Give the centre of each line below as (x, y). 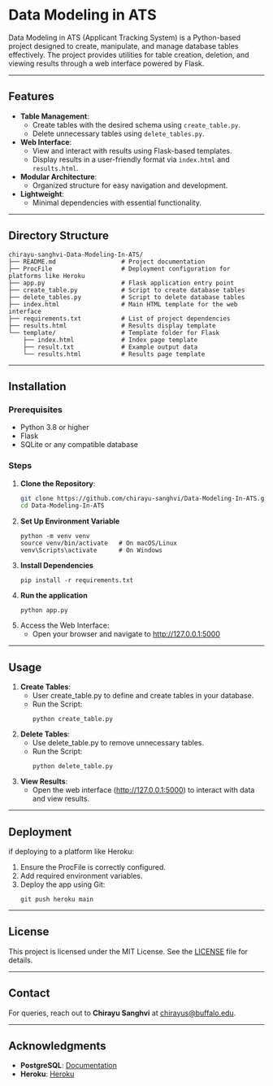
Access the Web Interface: (65, 626)
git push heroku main (56, 899)
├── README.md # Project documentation (107, 262)
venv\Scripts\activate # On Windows (91, 550)
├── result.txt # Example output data (110, 347)
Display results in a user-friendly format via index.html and (131, 159)
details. (21, 960)
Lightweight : (42, 193)
